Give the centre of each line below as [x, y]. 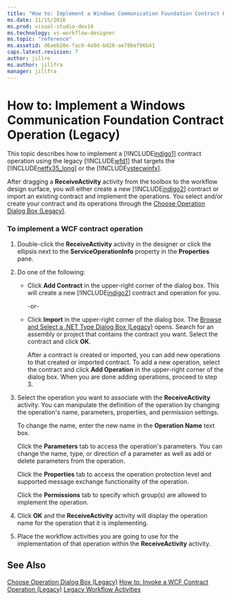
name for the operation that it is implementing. [82, 523]
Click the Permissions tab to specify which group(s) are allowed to [112, 494]
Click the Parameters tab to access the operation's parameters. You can [120, 446]
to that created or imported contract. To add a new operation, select [123, 362]
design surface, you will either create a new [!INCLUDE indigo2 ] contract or [113, 189]
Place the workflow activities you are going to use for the [98, 536]
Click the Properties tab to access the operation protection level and [114, 474]
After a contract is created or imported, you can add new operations [124, 354]
